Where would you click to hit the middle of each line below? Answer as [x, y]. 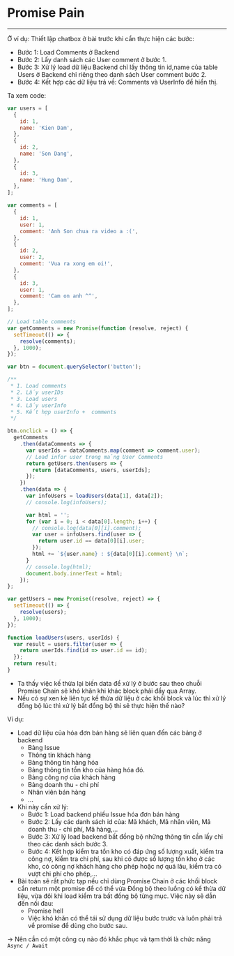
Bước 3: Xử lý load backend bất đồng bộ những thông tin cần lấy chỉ [125, 837]
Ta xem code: [27, 95]
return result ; [36, 664]
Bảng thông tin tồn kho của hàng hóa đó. [86, 770]
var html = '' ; [48, 515]
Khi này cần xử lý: [43, 807]
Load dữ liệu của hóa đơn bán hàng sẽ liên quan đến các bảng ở [109, 733]
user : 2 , [32, 257]
